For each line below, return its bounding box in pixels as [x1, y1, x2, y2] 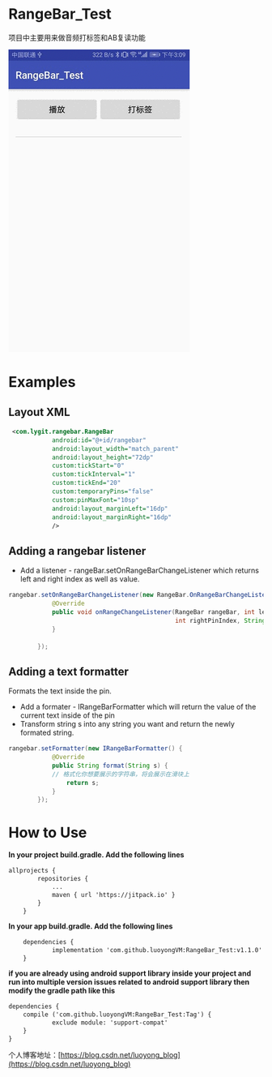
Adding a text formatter [8, 664, 130, 678]
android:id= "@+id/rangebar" [51, 436, 147, 444]
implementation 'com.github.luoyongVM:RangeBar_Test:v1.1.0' [51, 946, 263, 955]
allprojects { [8, 867, 57, 875]
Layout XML [8, 405, 70, 418]
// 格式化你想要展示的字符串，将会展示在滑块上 [51, 770, 190, 779]
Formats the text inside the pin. [8, 686, 112, 696]
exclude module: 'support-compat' [51, 1019, 168, 1027]
